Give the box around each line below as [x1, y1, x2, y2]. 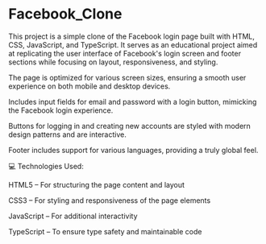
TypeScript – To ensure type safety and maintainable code [8, 226, 202, 236]
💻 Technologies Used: [8, 161, 85, 171]
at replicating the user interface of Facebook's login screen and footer [8, 48, 242, 58]
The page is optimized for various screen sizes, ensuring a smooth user [8, 72, 247, 82]
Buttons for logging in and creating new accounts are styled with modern [8, 121, 251, 130]
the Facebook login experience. [8, 105, 114, 115]
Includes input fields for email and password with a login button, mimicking [8, 97, 257, 106]
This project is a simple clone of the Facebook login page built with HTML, [8, 31, 256, 41]
